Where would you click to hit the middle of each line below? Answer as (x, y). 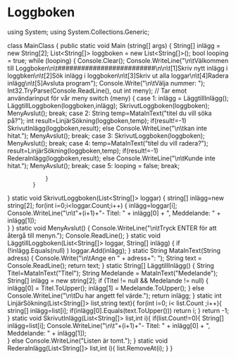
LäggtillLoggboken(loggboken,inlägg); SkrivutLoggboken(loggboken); (108, 105)
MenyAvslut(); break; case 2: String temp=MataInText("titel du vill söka (110, 113)
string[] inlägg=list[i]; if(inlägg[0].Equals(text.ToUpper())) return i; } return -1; (118, 310)
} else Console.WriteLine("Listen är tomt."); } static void (87, 341)
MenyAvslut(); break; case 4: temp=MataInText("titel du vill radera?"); (108, 143)
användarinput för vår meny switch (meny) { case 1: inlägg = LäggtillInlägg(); (118, 98)
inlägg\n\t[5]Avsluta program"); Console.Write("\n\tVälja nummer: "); (106, 83)
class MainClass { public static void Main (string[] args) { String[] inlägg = (114, 45)
